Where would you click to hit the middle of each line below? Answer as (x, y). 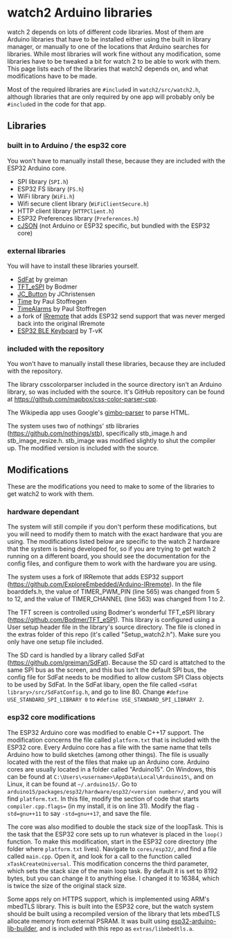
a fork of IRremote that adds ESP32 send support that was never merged (121, 316)
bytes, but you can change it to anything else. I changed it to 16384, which (113, 878)
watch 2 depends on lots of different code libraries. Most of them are (106, 32)
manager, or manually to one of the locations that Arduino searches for (108, 46)
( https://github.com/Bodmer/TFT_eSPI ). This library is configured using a (111, 620)
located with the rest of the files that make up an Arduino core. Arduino (108, 762)
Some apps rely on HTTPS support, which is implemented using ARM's (108, 899)
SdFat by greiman (42, 279)
